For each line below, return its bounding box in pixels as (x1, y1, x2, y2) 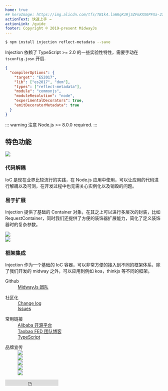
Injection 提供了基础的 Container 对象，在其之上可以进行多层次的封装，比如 (5, 209, 161, 215)
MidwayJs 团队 (17, 284, 49, 290)
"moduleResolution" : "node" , (14, 93, 75, 98)
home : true (5, 7, 28, 12)
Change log (17, 300, 41, 306)
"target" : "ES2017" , (14, 74, 57, 80)
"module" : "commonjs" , (14, 88, 61, 94)
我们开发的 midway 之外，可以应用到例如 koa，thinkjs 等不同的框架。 (9, 268, 152, 274)
